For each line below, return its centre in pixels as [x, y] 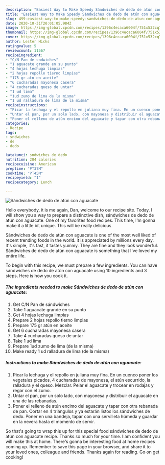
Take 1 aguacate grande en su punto [49, 309]
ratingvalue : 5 [21, 46]
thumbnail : [17, 32]
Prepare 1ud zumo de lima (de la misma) [53, 346]
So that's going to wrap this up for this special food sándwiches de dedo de [82, 431]
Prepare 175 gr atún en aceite [42, 325]
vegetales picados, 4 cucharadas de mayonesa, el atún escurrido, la [82, 380]
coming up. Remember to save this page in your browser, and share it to [78, 446]
